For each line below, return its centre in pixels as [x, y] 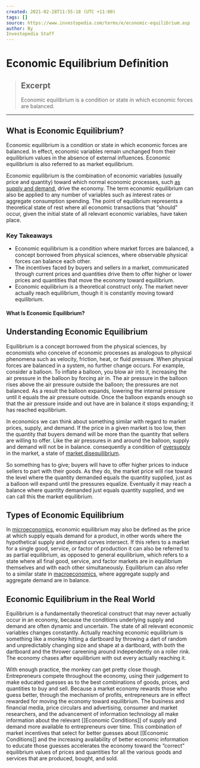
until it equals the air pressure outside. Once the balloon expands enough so [100, 397]
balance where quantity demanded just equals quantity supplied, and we [95, 490]
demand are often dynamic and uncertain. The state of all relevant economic [100, 626]
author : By [20, 28]
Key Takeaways [29, 235]
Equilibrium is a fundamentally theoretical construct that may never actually [99, 614]
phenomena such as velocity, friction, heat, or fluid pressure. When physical [100, 359]
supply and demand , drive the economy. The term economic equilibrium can [100, 188]
